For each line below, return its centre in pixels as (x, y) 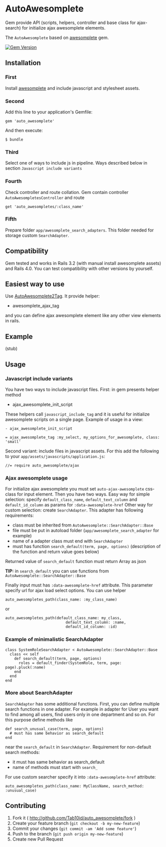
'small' (13, 441)
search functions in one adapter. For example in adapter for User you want (82, 709)
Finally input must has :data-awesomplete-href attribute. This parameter (79, 585)
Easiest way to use (35, 284)
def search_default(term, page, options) (58, 658)
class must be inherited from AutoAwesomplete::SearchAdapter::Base (83, 525)
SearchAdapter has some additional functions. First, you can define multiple (82, 703)
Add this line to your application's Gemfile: (49, 112)
